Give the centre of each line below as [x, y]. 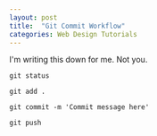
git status [29, 76]
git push [25, 123]
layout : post [33, 17]
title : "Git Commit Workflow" [67, 26]
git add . [28, 92]
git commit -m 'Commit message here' [79, 107]
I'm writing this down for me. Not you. [78, 60]
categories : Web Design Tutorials [74, 34]
